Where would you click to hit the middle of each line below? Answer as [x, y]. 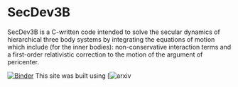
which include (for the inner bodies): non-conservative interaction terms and [119, 47]
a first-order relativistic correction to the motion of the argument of [105, 54]
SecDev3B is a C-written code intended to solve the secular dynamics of [114, 32]
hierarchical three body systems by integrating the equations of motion [111, 39]
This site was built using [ [72, 76]
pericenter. [23, 62]
